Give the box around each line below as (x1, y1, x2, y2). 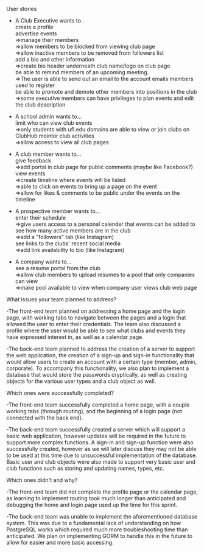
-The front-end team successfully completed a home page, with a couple (6, 401, 190, 408)
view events (15, 170, 46, 177)
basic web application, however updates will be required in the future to (6, 432, 186, 439)
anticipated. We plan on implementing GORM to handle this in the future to (6, 533, 193, 539)
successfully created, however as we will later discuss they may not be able (6, 445, 197, 452)
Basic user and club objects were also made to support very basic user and (6, 458, 196, 465)
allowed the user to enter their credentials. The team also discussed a (6, 321, 181, 327)
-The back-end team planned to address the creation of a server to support (6, 345, 195, 352)
